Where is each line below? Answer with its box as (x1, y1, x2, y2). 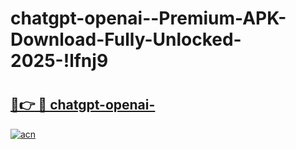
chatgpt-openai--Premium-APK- (10, 7, 287, 30)
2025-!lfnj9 (10, 50, 109, 72)
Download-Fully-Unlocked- (10, 28, 242, 51)
